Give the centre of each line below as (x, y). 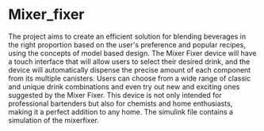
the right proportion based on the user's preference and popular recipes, (127, 44)
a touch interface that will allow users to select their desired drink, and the (129, 62)
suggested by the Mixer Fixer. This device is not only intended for (115, 95)
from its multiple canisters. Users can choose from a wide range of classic (130, 78)
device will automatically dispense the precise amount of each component (130, 69)
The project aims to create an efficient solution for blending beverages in (127, 36)
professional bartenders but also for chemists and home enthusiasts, (121, 103)
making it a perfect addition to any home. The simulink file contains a (121, 111)
